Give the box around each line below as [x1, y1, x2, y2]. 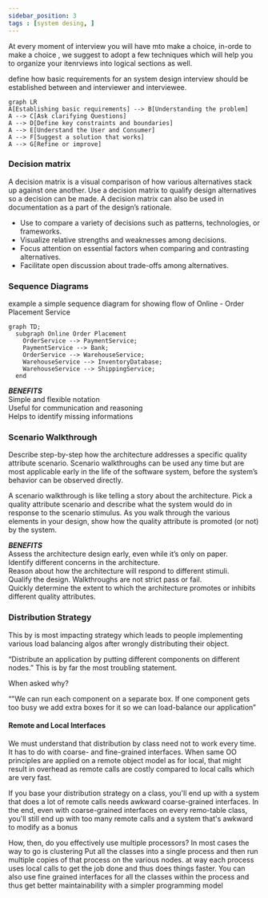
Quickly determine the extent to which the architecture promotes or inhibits [8, 583, 256, 593]
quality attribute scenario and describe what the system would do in [8, 499, 233, 510]
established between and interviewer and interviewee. [8, 82, 187, 92]
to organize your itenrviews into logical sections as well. [8, 58, 193, 68]
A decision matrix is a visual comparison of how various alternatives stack [8, 177, 252, 186]
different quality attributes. [8, 591, 96, 602]
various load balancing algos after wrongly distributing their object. [8, 639, 230, 648]
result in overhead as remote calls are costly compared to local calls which [8, 764, 254, 774]
